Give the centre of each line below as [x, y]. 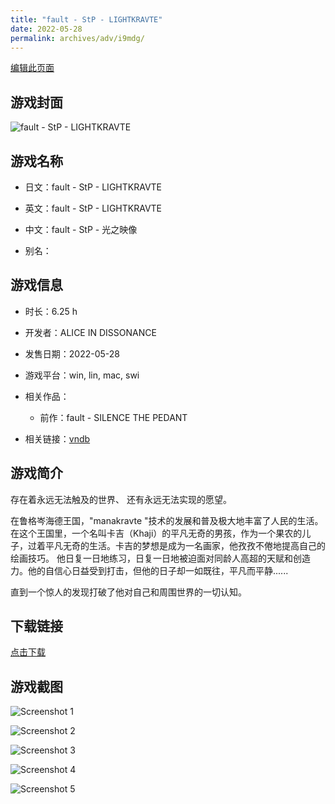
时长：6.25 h [51, 311]
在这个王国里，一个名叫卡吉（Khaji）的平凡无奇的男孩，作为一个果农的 [156, 533]
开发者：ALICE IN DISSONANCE [90, 332]
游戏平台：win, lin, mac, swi [82, 375]
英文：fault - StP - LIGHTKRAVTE [93, 208]
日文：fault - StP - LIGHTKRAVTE [93, 187]
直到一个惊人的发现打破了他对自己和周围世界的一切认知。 [128, 592]
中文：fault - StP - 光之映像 [81, 229]
